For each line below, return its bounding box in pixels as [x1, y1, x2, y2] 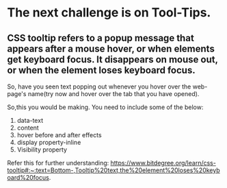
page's [7, 90, 27, 97]
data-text [16, 117, 43, 124]
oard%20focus [7, 174, 49, 181]
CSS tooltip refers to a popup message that [7, 32, 195, 44]
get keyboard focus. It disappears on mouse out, [7, 54, 218, 65]
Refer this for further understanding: [7, 159, 109, 167]
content [16, 124, 39, 132]
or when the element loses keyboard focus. [7, 64, 196, 76]
